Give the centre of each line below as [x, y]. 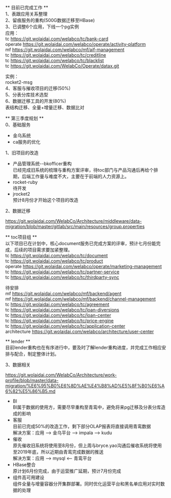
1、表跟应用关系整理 [26, 14]
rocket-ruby [25, 182]
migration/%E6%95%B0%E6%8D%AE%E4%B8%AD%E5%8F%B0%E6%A [85, 386]
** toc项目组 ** [21, 237]
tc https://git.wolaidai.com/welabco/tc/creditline [56, 55]
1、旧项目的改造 [22, 153]
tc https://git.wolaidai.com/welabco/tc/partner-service [63, 272]
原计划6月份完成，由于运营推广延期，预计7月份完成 [67, 471]
